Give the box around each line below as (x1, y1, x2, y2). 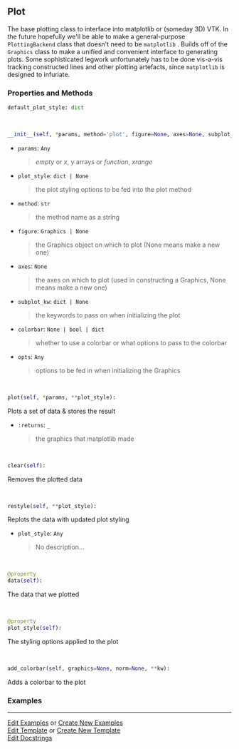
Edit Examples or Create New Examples (7, 718, 123, 727)
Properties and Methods (7, 88, 93, 98)
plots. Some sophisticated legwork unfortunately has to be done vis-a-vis (7, 55, 223, 63)
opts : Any (17, 352, 44, 361)
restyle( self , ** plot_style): (7, 502, 97, 509)
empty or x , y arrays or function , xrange (35, 157, 153, 166)
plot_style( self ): (7, 624, 62, 632)
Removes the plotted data (7, 474, 83, 484)
